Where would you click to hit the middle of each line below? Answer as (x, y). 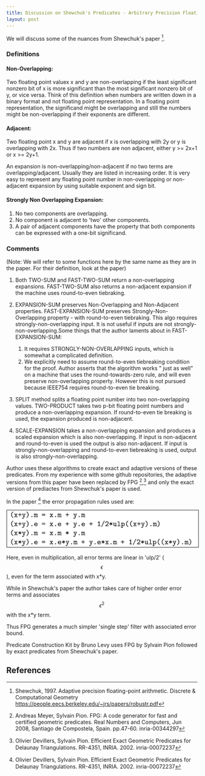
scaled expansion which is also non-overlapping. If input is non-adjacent (106, 437)
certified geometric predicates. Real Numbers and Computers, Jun (98, 722)
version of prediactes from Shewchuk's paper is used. (74, 488)
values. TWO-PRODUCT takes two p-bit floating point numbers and (99, 406)
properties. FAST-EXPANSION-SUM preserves (73, 311)
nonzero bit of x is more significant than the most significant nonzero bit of (99, 89)
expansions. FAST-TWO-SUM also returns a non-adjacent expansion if (103, 286)
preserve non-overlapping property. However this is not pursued (105, 381)
